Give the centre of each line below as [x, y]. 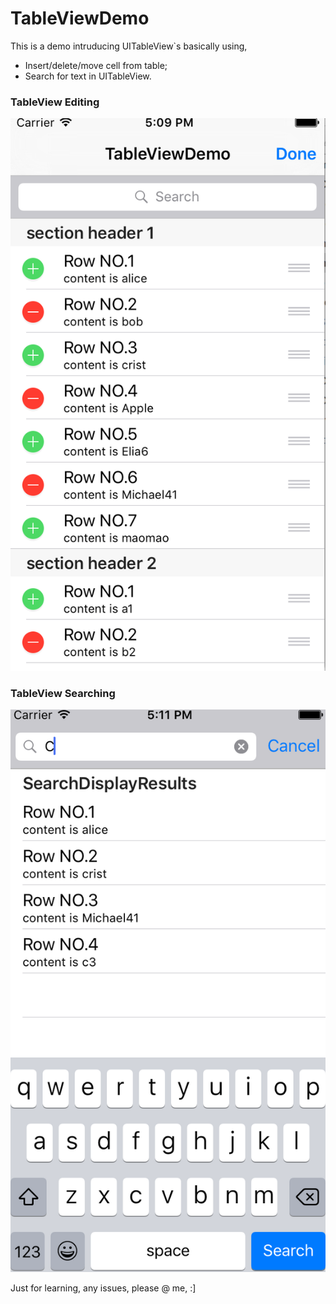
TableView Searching [63, 693]
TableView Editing [55, 102]
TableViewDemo [80, 18]
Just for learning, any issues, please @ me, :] [103, 1288]
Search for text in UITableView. [88, 76]
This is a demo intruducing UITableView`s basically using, [129, 46]
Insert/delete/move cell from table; [96, 65]
